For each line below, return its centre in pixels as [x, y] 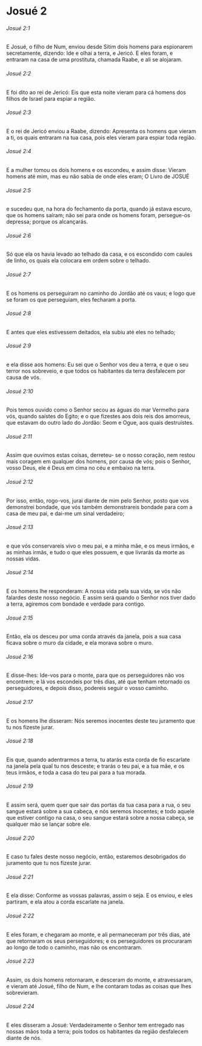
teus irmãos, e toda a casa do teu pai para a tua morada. [76, 772]
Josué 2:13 [20, 527]
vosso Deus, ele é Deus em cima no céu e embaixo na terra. [81, 468]
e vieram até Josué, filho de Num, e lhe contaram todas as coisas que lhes [99, 986]
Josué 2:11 [19, 436]
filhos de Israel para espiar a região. [51, 98]
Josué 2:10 [20, 391]
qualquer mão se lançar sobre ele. [49, 824]
